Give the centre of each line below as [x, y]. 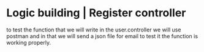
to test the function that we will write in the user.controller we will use [94, 30]
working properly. [28, 42]
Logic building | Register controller [96, 13]
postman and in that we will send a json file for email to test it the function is [102, 36]
